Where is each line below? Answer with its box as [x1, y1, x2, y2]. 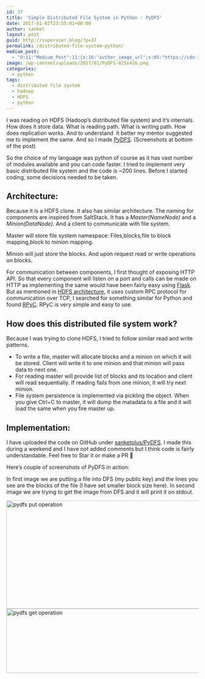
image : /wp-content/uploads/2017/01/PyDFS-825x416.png [6, 60, 149, 66]
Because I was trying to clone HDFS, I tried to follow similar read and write [6, 335, 193, 342]
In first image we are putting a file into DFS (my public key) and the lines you [6, 475, 198, 483]
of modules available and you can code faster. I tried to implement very [6, 160, 185, 168]
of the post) [6, 142, 36, 149]
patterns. [6, 341, 29, 349]
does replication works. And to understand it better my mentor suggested [6, 129, 193, 137]
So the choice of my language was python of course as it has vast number [6, 154, 193, 162]
